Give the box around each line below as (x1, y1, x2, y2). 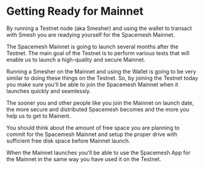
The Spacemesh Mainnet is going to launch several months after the (6, 43, 179, 50)
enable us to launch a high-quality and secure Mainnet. (6, 56, 146, 63)
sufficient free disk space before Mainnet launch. (6, 137, 130, 145)
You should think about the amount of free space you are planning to (6, 124, 180, 131)
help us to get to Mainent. (6, 112, 71, 119)
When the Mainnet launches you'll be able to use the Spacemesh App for (6, 149, 191, 156)
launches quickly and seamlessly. (6, 87, 91, 94)
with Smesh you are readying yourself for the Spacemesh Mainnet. (6, 31, 175, 38)
